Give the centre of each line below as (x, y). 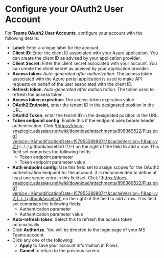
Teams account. (28, 235)
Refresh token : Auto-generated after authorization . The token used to (83, 89)
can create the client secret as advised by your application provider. (81, 68)
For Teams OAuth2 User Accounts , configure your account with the (74, 33)
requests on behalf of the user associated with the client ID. (72, 84)
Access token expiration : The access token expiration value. (74, 99)
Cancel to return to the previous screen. (60, 250)
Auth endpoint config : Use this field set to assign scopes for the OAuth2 (85, 167)
